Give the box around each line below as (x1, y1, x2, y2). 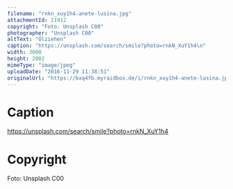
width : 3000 (7, 49, 42, 56)
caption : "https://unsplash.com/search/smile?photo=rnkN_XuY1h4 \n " (7, 42, 207, 49)
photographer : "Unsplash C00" (7, 29, 95, 37)
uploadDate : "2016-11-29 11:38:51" (7, 68, 110, 75)
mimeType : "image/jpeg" (7, 62, 76, 69)
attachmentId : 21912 (7, 17, 67, 24)
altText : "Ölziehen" (7, 36, 67, 43)
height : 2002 (7, 55, 45, 62)
